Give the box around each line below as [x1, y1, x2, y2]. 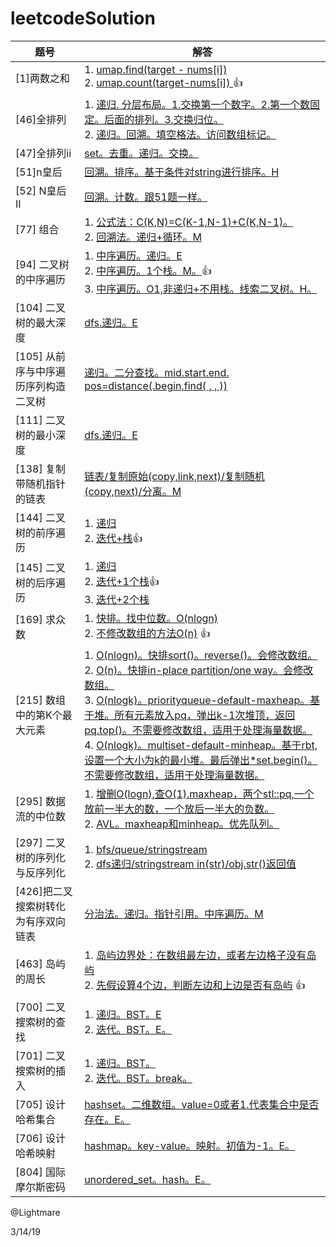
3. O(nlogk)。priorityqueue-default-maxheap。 [84, 693, 311, 707]
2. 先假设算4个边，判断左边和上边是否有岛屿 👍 [84, 978, 306, 992]
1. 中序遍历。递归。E [84, 248, 183, 262]
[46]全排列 [15, 112, 67, 126]
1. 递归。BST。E [84, 1007, 162, 1021]
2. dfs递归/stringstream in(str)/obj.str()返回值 [84, 857, 297, 871]
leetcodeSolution [10, 7, 156, 30]
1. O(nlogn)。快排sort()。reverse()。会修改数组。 [84, 648, 318, 662]
